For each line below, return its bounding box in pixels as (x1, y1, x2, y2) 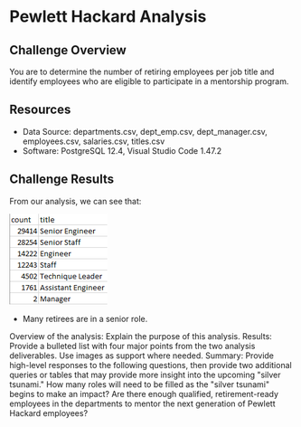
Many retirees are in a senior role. (22, 313, 148, 324)
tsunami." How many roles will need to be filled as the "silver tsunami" (9, 378, 269, 390)
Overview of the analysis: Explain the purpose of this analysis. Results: (9, 330, 273, 341)
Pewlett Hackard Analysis (9, 6, 207, 27)
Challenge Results (9, 172, 115, 187)
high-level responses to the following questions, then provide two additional (9, 359, 292, 370)
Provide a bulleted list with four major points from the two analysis (9, 340, 256, 351)
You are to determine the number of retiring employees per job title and (9, 66, 275, 77)
